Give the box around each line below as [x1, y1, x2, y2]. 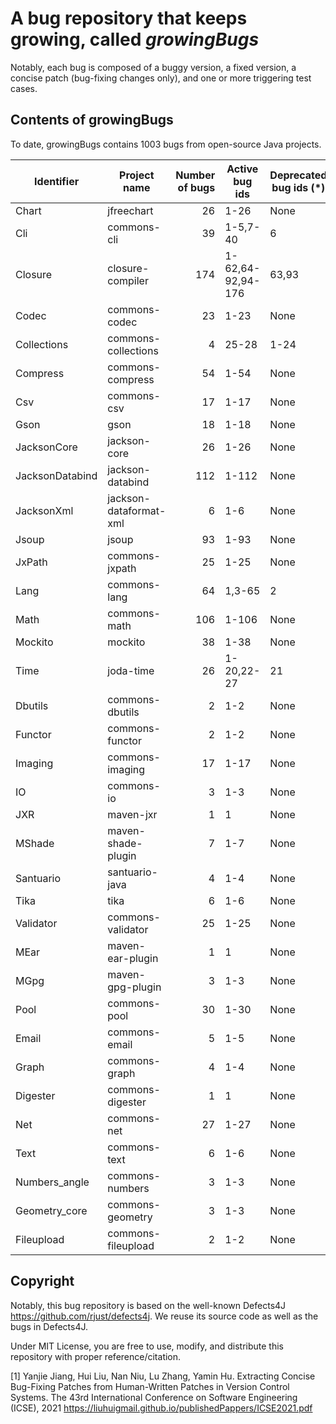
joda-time [107, 663, 155, 677]
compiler [107, 273, 149, 287]
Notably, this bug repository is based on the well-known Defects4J [10, 1299, 287, 1311]
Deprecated [269, 168, 328, 182]
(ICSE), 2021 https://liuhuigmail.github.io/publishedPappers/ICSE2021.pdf [10, 1402, 313, 1414]
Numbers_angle [15, 1175, 90, 1189]
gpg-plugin [107, 980, 162, 994]
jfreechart [107, 203, 154, 217]
